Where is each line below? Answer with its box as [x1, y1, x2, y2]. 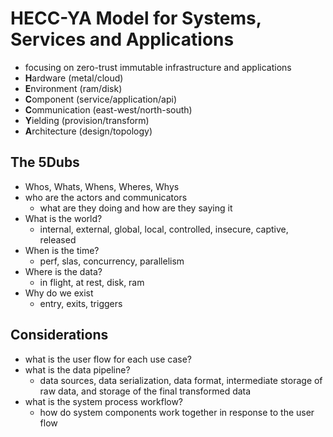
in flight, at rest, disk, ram [39, 276, 145, 288]
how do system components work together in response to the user [39, 406, 315, 418]
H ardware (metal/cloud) [24, 72, 124, 84]
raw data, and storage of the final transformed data [39, 385, 252, 397]
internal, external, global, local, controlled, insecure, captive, [39, 223, 289, 235]
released [39, 233, 77, 246]
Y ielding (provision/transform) [24, 114, 150, 126]
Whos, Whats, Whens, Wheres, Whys [24, 180, 180, 192]
